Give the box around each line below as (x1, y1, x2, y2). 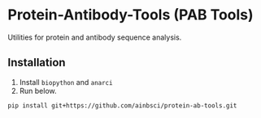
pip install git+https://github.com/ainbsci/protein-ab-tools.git (7, 101, 237, 110)
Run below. (19, 86, 58, 95)
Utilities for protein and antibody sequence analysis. (7, 32, 182, 42)
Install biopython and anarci (19, 77, 113, 86)
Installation (7, 56, 66, 70)
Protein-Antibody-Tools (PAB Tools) (7, 6, 254, 24)
